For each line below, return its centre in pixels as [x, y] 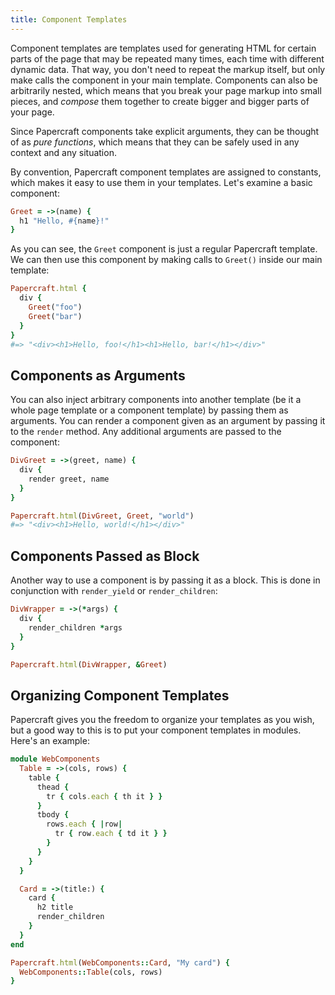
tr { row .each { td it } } [111, 834]
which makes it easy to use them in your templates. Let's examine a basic [161, 182]
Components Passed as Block [105, 556]
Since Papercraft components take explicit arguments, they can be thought [165, 131]
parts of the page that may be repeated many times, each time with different [167, 58]
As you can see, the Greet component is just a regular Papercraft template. [164, 249]
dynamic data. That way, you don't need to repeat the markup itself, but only [168, 69]
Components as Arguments [98, 375]
